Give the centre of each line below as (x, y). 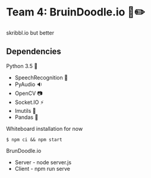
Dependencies (34, 52)
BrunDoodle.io (24, 151)
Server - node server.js (43, 162)
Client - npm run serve (42, 168)
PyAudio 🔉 (29, 84)
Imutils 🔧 (25, 111)
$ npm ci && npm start (34, 139)
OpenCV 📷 (29, 93)
